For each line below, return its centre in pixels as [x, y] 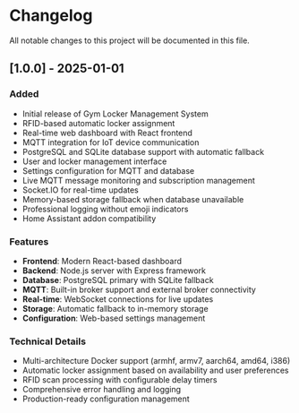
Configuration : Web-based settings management [114, 318]
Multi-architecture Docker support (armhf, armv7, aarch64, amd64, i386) [156, 361]
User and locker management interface [94, 161]
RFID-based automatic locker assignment [98, 123]
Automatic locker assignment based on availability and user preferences [155, 370]
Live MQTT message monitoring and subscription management [138, 180]
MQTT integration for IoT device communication [111, 142]
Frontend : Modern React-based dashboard [102, 261]
